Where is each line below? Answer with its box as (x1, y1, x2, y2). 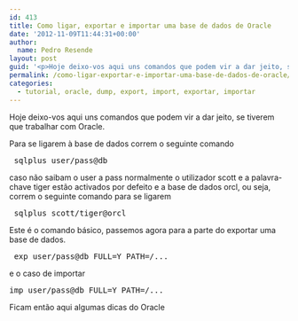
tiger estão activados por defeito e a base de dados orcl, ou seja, (33, 181, 271, 192)
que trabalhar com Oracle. (9, 121, 105, 131)
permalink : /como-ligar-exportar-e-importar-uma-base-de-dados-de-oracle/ (9, 71, 292, 80)
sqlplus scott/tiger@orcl (13, 207, 127, 218)
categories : (9, 79, 53, 88)
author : (9, 37, 38, 47)
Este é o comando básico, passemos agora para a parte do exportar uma (9, 224, 277, 235)
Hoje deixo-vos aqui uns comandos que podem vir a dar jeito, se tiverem (9, 112, 275, 122)
